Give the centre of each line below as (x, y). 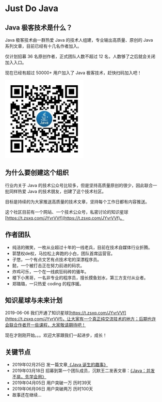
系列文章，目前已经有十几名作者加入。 (43, 46)
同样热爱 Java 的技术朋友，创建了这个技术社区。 (58, 191)
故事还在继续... (27, 395)
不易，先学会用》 (29, 377)
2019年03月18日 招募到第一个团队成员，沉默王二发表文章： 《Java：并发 (83, 371)
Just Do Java (32, 8)
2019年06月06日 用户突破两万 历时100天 (52, 389)
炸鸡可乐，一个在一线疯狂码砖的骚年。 (50, 271)
